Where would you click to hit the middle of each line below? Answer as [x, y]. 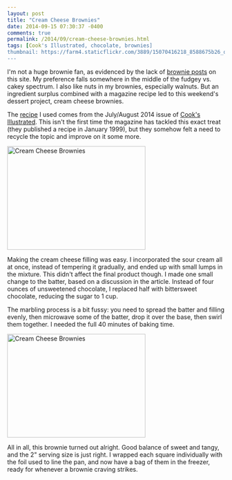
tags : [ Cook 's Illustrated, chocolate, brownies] [80, 46]
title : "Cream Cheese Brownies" [54, 20]
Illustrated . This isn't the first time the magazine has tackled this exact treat [114, 122]
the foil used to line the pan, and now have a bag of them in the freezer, [109, 462]
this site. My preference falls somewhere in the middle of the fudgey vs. [109, 79]
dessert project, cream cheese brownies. [66, 101]
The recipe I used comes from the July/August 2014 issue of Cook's [104, 114]
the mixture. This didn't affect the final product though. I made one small [110, 274]
